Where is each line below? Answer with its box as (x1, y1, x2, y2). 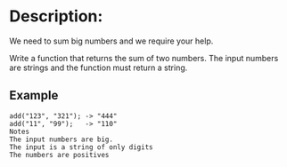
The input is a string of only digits (9, 142, 153, 152)
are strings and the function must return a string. (9, 62, 188, 73)
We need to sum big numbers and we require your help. (9, 36, 214, 46)
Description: (9, 6, 103, 27)
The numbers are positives (9, 150, 110, 159)
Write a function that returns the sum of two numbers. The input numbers (9, 52, 279, 63)
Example (9, 88, 59, 103)
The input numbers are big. (9, 135, 114, 144)
